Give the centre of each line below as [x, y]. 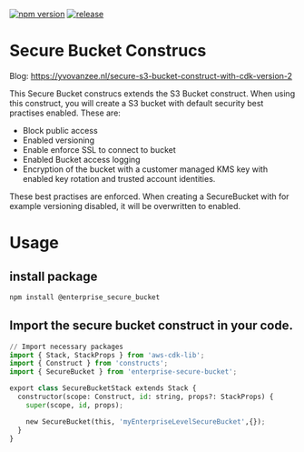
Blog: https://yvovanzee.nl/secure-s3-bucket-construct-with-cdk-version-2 [151, 75]
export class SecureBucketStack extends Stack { [103, 388]
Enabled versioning [59, 140]
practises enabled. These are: [65, 113]
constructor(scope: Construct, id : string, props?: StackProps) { [146, 397]
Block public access [60, 130]
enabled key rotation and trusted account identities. [119, 178]
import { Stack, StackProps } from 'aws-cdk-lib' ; [107, 355]
